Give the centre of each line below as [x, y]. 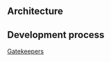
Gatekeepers [25, 52]
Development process [56, 35]
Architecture [35, 11]
